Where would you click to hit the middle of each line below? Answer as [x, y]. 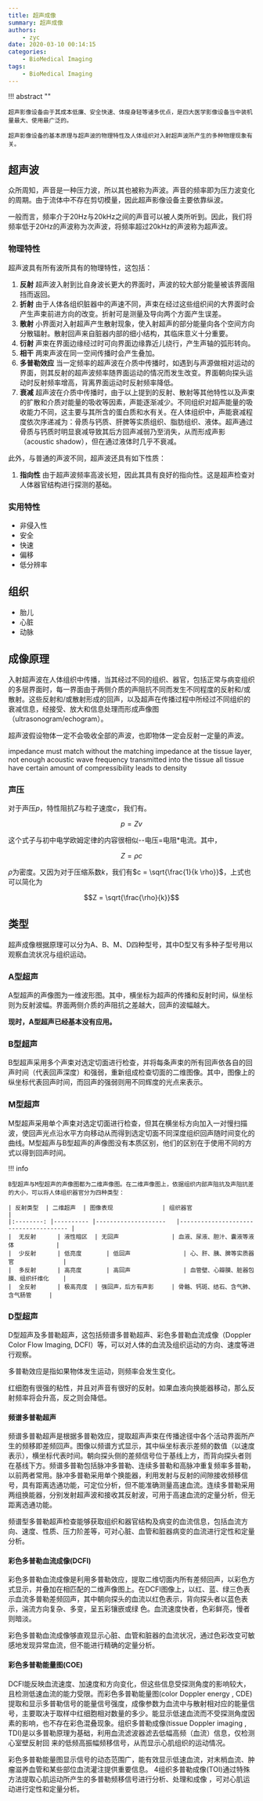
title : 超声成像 [32, 15]
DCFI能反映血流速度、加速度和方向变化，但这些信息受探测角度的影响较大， [129, 1684]
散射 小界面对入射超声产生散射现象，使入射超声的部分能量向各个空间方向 [137, 324]
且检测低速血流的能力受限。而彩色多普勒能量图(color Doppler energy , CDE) [130, 1693]
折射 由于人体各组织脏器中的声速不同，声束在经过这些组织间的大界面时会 [137, 304]
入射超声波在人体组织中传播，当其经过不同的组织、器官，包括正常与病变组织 [131, 679]
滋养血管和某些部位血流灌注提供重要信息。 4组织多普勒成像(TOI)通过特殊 [132, 1769]
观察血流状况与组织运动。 [49, 954]
